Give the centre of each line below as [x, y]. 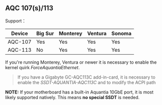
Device [20, 33]
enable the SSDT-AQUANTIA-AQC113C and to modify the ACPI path [86, 82]
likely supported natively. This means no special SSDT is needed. [72, 97]
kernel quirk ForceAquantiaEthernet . [42, 67]
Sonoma [121, 33]
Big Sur [45, 33]
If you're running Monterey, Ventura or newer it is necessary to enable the [81, 62]
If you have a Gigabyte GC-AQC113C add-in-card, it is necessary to [86, 77]
